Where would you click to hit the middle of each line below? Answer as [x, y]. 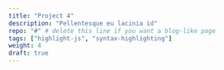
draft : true [28, 53]
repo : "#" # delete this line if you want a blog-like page [112, 31]
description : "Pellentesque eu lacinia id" [83, 23]
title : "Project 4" [41, 16]
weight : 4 [25, 46]
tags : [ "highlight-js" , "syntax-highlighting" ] [90, 38]
